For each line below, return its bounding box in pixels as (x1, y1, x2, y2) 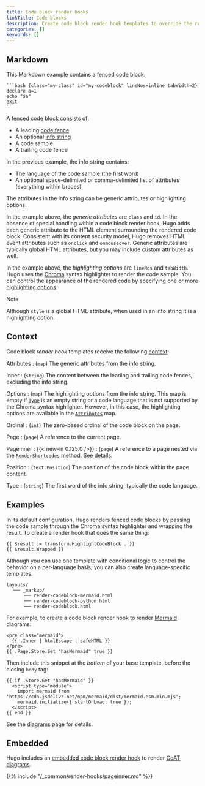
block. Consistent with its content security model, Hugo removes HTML (6, 232, 186, 240)
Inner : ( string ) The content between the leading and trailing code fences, (6, 371, 193, 379)
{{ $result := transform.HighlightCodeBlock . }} (6, 540, 135, 547)
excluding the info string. (6, 378, 69, 385)
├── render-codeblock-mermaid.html (22, 592, 113, 599)
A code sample (15, 139, 54, 147)
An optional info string (15, 133, 71, 140)
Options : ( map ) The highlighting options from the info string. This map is (6, 390, 187, 397)
